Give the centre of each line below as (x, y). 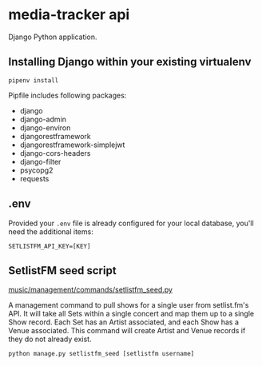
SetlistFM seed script (63, 271)
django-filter (40, 161)
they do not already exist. (50, 339)
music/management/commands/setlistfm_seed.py (91, 290)
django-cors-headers (55, 153)
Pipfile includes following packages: (67, 95)
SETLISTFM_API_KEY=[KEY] (50, 246)
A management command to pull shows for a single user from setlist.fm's (129, 305)
